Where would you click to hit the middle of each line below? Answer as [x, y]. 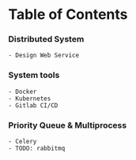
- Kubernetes [30, 99]
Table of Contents [68, 15]
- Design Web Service [44, 56]
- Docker [23, 91]
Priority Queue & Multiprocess [68, 125]
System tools [34, 75]
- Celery [23, 142]
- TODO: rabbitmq [37, 149]
